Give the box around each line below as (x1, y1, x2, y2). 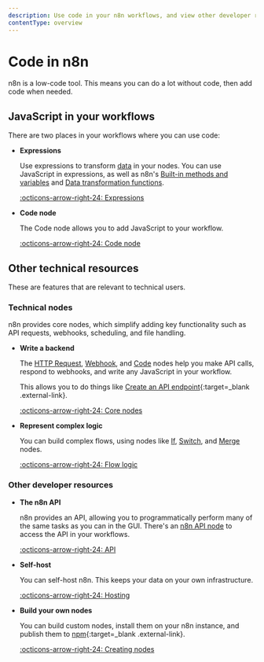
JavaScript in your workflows (8, 109, 156, 123)
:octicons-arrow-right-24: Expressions (19, 193, 145, 203)
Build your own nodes (19, 605, 93, 615)
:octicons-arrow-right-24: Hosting (19, 590, 130, 600)
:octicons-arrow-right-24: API (19, 544, 116, 554)
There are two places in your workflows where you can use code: (8, 131, 220, 140)
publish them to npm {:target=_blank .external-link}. (19, 629, 186, 638)
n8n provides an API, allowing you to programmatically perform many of (19, 513, 253, 522)
